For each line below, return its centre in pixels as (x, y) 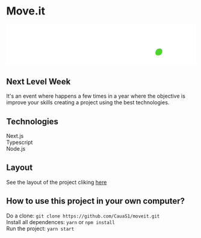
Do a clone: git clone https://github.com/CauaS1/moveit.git (83, 216)
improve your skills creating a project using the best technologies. (88, 102)
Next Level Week (39, 82)
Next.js (15, 136)
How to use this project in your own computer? (96, 201)
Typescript (20, 142)
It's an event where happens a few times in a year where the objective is (96, 96)
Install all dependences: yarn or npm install (61, 222)
